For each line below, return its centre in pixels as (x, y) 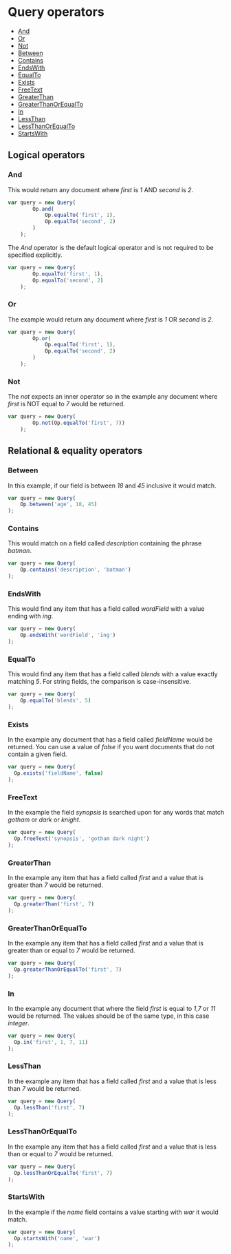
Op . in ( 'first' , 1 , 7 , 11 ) (51, 1042)
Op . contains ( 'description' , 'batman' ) (76, 570)
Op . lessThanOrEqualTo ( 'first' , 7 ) (63, 1173)
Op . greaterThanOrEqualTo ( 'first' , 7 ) (68, 969)
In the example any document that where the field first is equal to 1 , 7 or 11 (112, 1008)
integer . (19, 1023)
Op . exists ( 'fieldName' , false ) (59, 773)
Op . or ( (42, 338)
